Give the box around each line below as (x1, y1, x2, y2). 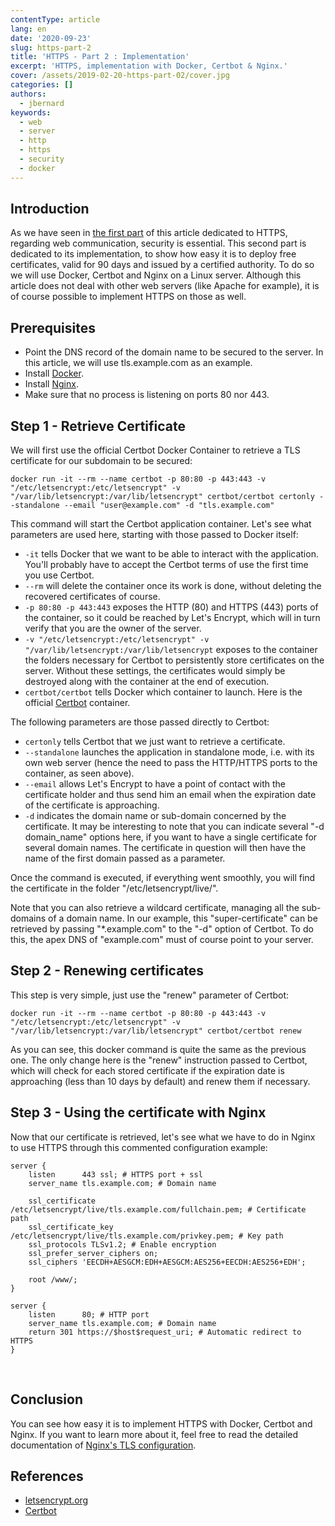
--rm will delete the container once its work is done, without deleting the (24, 580, 322, 592)
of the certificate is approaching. (24, 799, 160, 811)
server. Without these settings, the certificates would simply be (24, 665, 286, 677)
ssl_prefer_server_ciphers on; (28, 1248, 159, 1258)
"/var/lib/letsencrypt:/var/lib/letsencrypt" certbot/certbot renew (10, 1026, 302, 1036)
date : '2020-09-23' (10, 33, 92, 43)
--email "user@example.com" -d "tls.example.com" (63, 501, 275, 511)
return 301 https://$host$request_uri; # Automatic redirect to (28, 1327, 302, 1337)
